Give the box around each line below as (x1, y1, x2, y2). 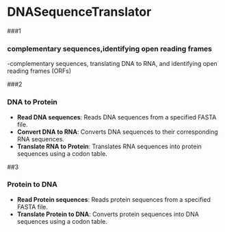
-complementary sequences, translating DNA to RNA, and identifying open (7, 60, 217, 68)
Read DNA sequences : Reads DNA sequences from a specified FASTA (16, 113, 217, 121)
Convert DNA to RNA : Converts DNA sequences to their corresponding (16, 128, 219, 136)
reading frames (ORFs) (7, 67, 72, 76)
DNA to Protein (7, 97, 58, 107)
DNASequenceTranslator (7, 4, 152, 20)
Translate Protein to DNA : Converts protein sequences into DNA (16, 210, 200, 218)
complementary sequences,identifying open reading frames (7, 44, 213, 54)
